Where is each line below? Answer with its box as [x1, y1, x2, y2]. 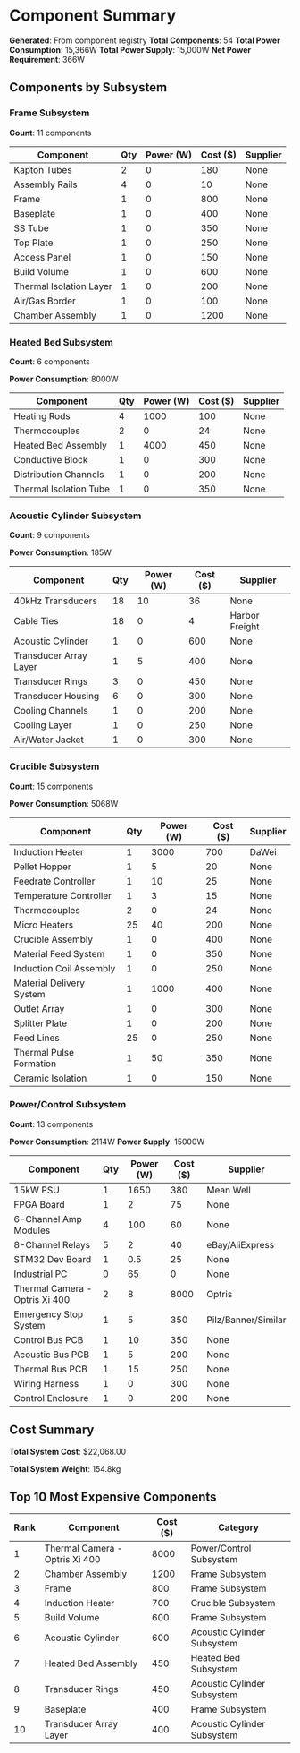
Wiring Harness [13, 1377, 79, 1390]
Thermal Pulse [13, 1046, 74, 1058]
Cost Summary [9, 1423, 95, 1438]
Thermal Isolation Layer [13, 279, 113, 292]
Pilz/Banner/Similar [206, 1313, 287, 1326]
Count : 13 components [9, 1118, 94, 1129]
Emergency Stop [13, 1308, 84, 1321]
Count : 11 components [9, 127, 92, 138]
